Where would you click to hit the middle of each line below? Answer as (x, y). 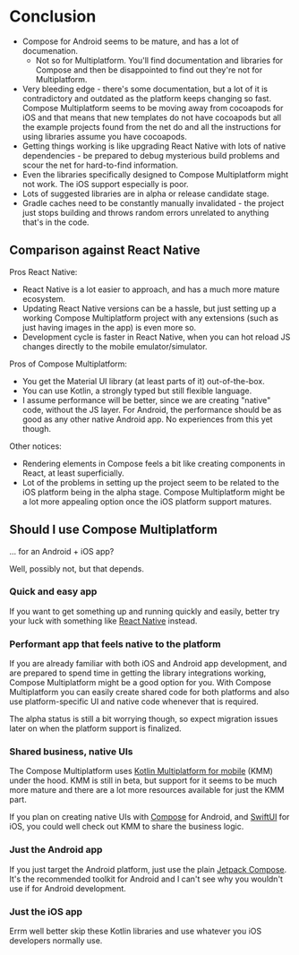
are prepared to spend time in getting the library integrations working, (138, 673)
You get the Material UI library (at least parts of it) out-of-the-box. (144, 381)
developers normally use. (56, 941)
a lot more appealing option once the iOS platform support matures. (147, 501)
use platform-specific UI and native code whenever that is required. (134, 701)
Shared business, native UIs (71, 752)
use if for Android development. (68, 888)
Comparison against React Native (105, 250)
